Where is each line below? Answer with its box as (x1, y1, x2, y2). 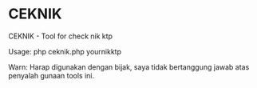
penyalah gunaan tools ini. (8, 70, 95, 80)
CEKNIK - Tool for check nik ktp (8, 31, 113, 41)
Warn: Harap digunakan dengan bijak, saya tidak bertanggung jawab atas (8, 62, 250, 72)
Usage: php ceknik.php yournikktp (8, 46, 122, 56)
